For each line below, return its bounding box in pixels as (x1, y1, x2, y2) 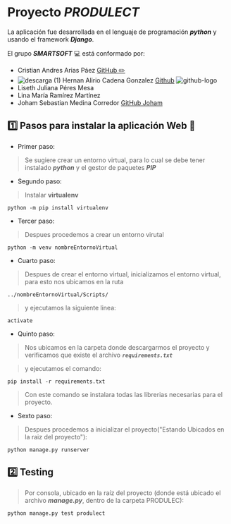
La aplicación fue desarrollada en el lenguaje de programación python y (7, 28, 217, 36)
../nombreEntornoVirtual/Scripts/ (7, 291, 109, 298)
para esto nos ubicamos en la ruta (24, 277, 124, 286)
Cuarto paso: (17, 256, 56, 264)
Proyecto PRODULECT (7, 4, 140, 20)
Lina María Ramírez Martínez (17, 91, 101, 99)
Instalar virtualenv (24, 190, 79, 199)
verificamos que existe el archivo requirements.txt (24, 351, 173, 359)
